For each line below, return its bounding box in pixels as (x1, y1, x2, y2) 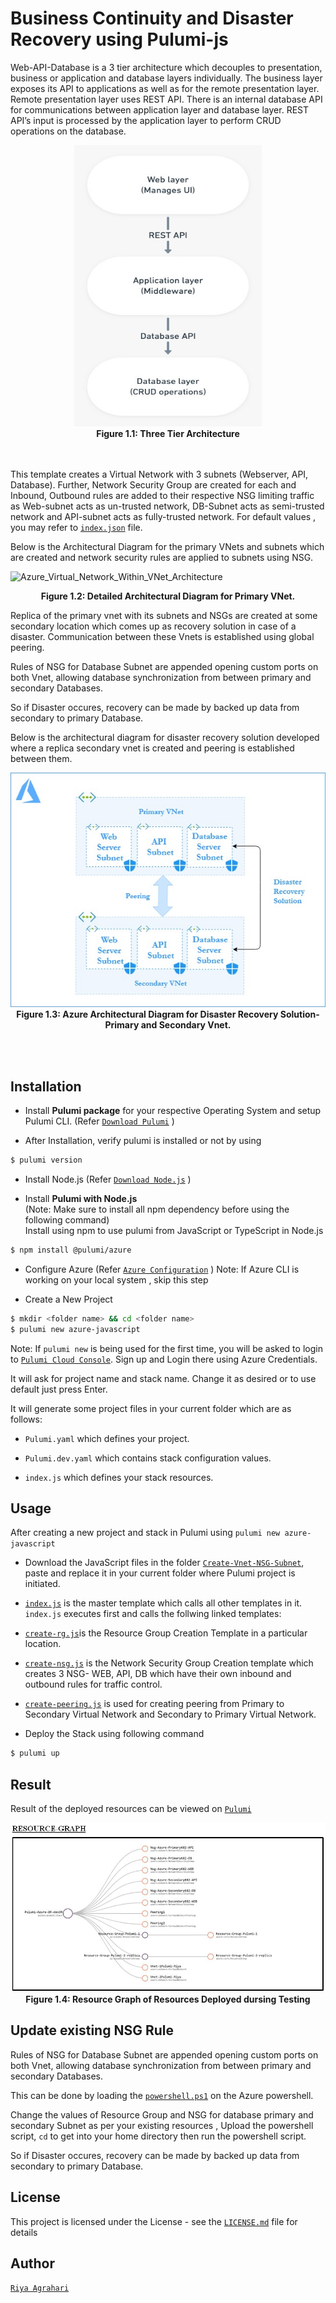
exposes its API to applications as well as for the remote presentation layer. (10, 82, 320, 94)
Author (10, 2255, 55, 2272)
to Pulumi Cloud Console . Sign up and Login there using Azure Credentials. (10, 1353, 318, 1365)
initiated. (24, 1578, 61, 1590)
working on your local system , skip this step (24, 1273, 209, 1286)
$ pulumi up (10, 1748, 60, 1759)
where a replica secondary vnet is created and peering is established (10, 742, 295, 754)
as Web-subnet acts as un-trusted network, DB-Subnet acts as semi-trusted (10, 500, 325, 512)
